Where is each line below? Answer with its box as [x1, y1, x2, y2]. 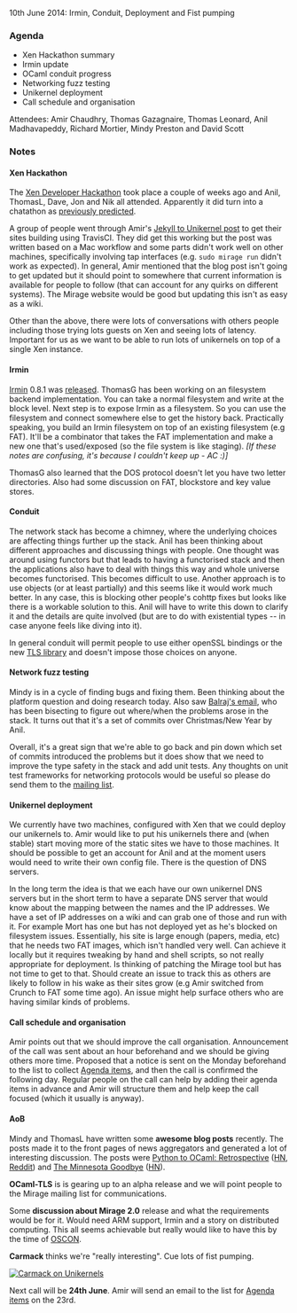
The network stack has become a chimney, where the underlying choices [9, 526, 277, 536]
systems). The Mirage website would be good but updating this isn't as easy [9, 289, 288, 300]
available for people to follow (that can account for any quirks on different [9, 279, 278, 291]
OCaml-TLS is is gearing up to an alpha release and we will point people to [9, 1178, 282, 1189]
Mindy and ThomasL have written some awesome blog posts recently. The [9, 1133, 284, 1144]
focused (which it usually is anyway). [9, 1093, 145, 1104]
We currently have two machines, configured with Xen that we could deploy [9, 819, 286, 830]
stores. [9, 486, 35, 496]
